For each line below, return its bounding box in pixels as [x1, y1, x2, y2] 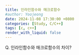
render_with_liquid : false [5, 30, 61, 35]
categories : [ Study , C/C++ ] [5, 21, 64, 26]
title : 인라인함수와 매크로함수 [5, 7, 61, 12]
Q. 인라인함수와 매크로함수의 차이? [5, 45, 72, 50]
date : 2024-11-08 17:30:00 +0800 [5, 16, 75, 21]
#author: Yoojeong [5, 12, 43, 17]
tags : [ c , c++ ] [5, 26, 37, 31]
